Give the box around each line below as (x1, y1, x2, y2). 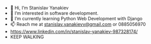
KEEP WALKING (10, 34, 44, 40)
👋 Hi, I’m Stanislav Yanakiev (10, 5, 69, 11)
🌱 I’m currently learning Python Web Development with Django (10, 16, 143, 21)
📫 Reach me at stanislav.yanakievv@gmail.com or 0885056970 (10, 21, 146, 27)
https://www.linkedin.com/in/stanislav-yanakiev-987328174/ (10, 28, 138, 34)
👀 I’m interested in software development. (10, 10, 99, 16)
